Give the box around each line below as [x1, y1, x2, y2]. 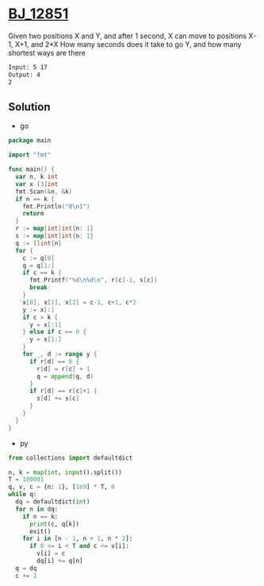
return [22, 210, 44, 218]
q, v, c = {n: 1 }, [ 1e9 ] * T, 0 [8, 483, 115, 491]
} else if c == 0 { [22, 328, 87, 336]
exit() [29, 527, 52, 535]
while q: [8, 491, 37, 499]
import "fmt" [8, 151, 52, 159]
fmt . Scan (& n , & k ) [15, 188, 73, 196]
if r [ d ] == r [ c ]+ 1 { [29, 387, 98, 395]
